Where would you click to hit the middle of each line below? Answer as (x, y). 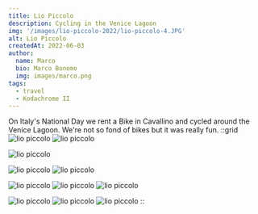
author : (21, 53)
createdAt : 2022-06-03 (46, 46)
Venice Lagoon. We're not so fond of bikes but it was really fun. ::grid (123, 130)
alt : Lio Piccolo (37, 38)
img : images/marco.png (54, 76)
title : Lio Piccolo (41, 16)
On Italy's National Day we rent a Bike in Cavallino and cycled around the (129, 121)
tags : (17, 83)
